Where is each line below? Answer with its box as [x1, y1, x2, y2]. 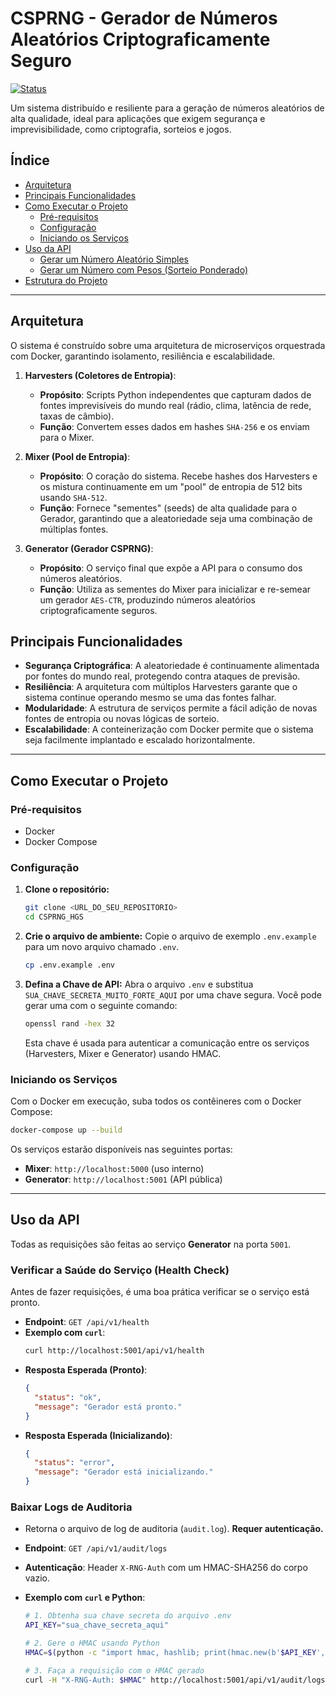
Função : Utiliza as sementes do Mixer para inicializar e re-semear [39, 583, 312, 595]
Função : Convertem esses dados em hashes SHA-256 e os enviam [39, 420, 310, 432]
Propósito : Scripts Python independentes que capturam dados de [39, 388, 312, 401]
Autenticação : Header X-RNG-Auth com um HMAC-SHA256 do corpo [24, 1562, 308, 1574]
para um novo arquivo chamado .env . [24, 941, 180, 953]
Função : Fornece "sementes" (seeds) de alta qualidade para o [39, 502, 298, 514]
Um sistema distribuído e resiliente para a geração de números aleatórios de [10, 102, 325, 114]
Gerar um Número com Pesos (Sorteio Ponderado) [39, 263, 248, 276]
